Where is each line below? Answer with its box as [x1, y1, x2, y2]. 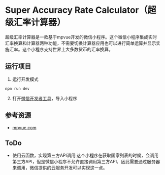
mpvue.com [12, 124, 37, 131]
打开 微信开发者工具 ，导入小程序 [12, 95, 77, 101]
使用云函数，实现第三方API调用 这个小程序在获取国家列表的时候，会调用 [12, 152, 159, 158]
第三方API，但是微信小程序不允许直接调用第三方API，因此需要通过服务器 [12, 159, 160, 165]
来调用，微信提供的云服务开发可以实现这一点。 [12, 165, 107, 171]
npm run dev [5, 86, 30, 91]
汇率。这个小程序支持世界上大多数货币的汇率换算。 [9, 46, 113, 52]
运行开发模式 [12, 76, 38, 82]
